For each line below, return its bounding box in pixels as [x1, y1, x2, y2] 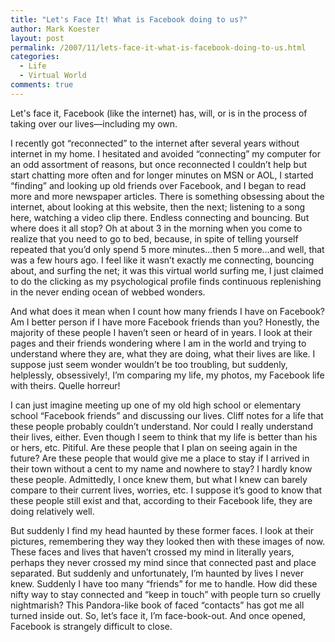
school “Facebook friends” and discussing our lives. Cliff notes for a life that [10, 409, 324, 421]
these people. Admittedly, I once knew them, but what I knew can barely [10, 473, 308, 485]
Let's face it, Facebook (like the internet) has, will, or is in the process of [10, 107, 308, 119]
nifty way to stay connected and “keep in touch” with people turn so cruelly [10, 588, 321, 600]
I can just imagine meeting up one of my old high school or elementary [10, 399, 302, 411]
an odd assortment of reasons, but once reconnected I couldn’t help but [10, 158, 308, 170]
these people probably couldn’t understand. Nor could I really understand [10, 420, 313, 432]
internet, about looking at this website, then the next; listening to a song [10, 201, 306, 213]
